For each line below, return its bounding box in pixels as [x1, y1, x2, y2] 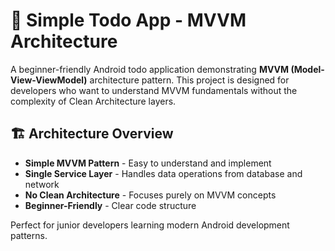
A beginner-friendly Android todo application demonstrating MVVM [10, 63, 290, 75]
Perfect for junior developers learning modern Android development [10, 219, 290, 231]
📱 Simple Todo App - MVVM [10, 9, 247, 32]
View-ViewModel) [10, 74, 88, 86]
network [24, 178, 60, 190]
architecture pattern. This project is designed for [89, 74, 290, 86]
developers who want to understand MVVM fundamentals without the [10, 84, 298, 96]
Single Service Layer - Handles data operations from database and [24, 167, 303, 179]
